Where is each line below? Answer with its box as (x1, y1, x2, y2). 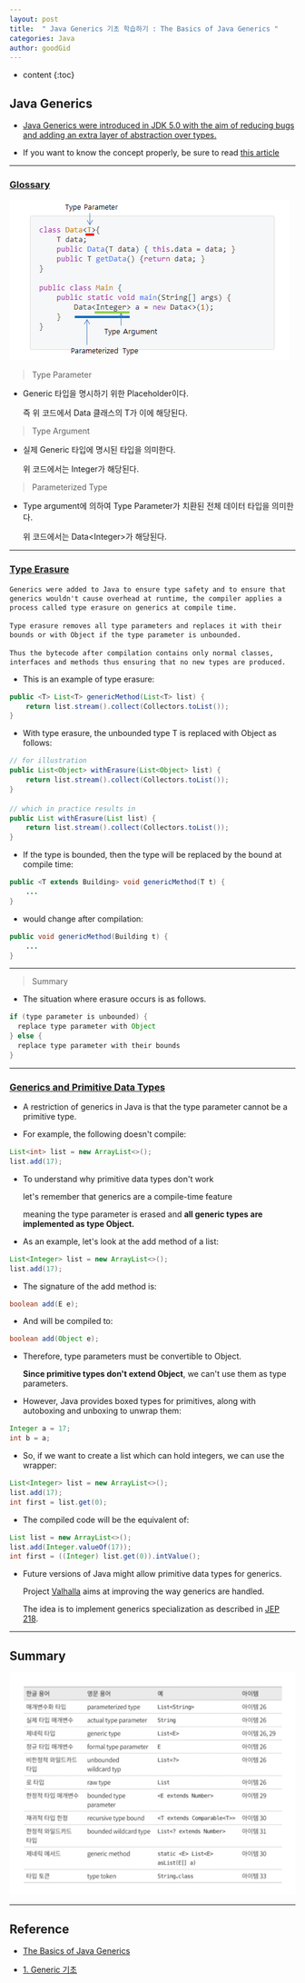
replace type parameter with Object (17, 1022, 156, 1031)
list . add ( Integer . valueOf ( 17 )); (9, 1542, 132, 1551)
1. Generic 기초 (22, 1964, 77, 1976)
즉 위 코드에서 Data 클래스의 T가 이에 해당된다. (22, 407, 188, 418)
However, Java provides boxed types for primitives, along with (22, 1396, 256, 1407)
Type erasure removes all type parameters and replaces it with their (9, 621, 282, 631)
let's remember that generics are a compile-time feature (22, 1191, 233, 1201)
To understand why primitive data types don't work (22, 1173, 214, 1184)
